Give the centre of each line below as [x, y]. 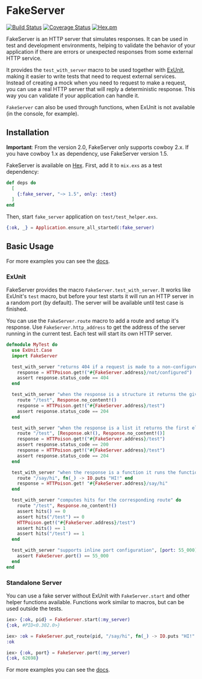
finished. [17, 309]
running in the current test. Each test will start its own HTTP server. [89, 334]
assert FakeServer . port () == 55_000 [63, 556]
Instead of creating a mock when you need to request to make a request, [96, 83]
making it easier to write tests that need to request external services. [91, 76]
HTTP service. [24, 58]
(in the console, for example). [43, 113]
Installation [28, 132]
